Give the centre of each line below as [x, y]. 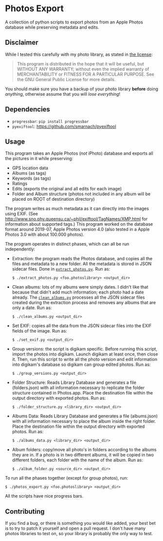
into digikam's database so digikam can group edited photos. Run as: [81, 365]
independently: [20, 249]
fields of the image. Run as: [39, 331]
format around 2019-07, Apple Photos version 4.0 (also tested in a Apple [77, 229]
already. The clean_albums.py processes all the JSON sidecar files [78, 297]
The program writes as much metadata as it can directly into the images [77, 208]
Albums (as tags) [29, 173]
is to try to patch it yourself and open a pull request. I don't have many [75, 528]
